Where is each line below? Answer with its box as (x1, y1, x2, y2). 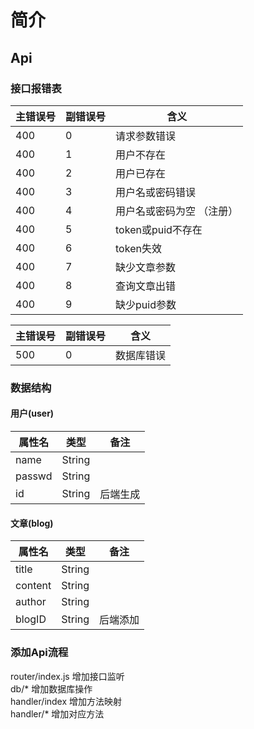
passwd (15, 469, 53, 483)
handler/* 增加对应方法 (10, 707, 105, 720)
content (15, 579, 52, 593)
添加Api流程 (10, 646, 69, 660)
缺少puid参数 (115, 297, 177, 311)
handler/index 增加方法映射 (10, 695, 123, 707)
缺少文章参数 (115, 260, 177, 274)
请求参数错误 (115, 129, 177, 143)
